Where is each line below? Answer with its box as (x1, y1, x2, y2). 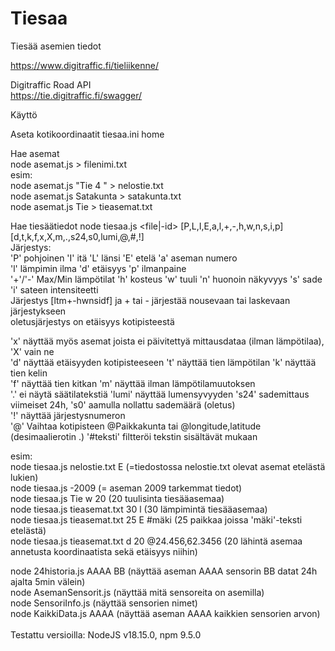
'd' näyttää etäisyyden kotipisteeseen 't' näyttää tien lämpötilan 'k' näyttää (10, 356, 317, 368)
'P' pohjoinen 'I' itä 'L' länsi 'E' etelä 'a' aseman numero (10, 252, 238, 264)
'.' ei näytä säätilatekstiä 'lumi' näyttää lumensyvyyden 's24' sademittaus (10, 388, 310, 400)
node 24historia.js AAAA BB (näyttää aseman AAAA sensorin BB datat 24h (10, 565, 318, 577)
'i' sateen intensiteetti (10, 283, 99, 296)
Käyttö (10, 108, 38, 121)
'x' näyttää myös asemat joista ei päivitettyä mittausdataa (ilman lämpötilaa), (10, 335, 325, 347)
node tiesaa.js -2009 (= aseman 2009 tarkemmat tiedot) (10, 482, 243, 494)
